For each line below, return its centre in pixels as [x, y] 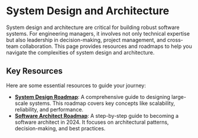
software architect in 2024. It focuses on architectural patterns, [92, 122]
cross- [175, 40]
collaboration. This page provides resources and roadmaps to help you [106, 46]
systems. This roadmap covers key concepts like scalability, [102, 103]
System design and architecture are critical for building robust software [93, 27]
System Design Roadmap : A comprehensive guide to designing [92, 97]
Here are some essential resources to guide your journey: [76, 85]
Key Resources [35, 71]
